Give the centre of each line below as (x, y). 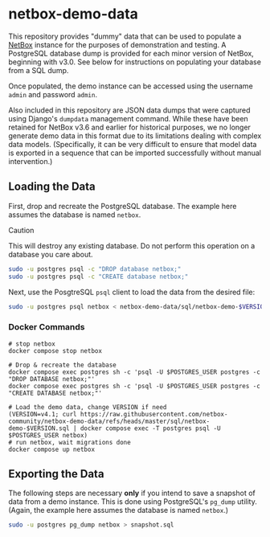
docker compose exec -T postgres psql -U (150, 428)
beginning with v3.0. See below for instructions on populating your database (135, 62)
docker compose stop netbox (55, 350)
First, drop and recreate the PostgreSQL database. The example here (123, 206)
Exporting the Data (56, 474)
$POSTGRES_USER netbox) (48, 435)
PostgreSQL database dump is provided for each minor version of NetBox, (131, 53)
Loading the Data (52, 187)
